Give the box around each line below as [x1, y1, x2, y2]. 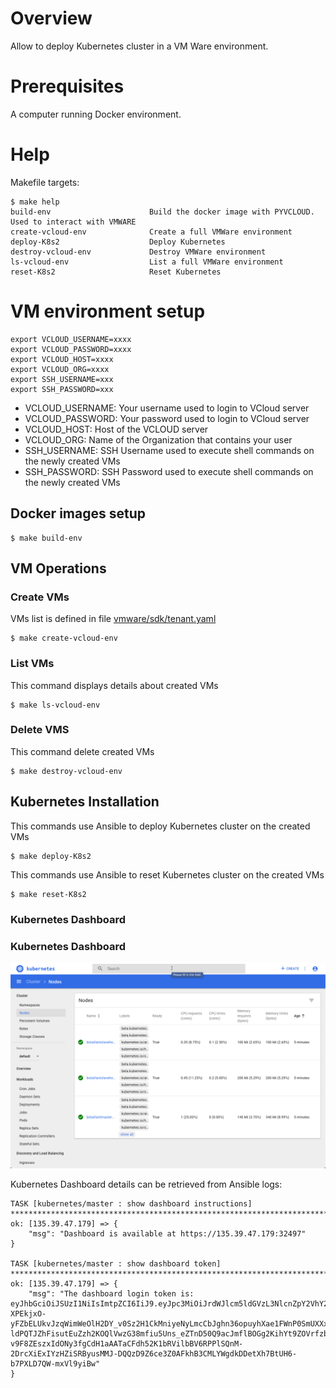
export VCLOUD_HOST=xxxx [10, 354, 114, 364]
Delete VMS [10, 723, 70, 737]
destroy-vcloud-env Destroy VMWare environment [10, 247, 267, 257]
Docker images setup [10, 505, 146, 522]
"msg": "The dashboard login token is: [28, 1288, 195, 1299]
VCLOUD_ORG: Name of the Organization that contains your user [24, 433, 293, 446]
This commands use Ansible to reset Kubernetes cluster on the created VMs [10, 868, 325, 881]
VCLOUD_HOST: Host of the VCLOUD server [24, 423, 209, 435]
